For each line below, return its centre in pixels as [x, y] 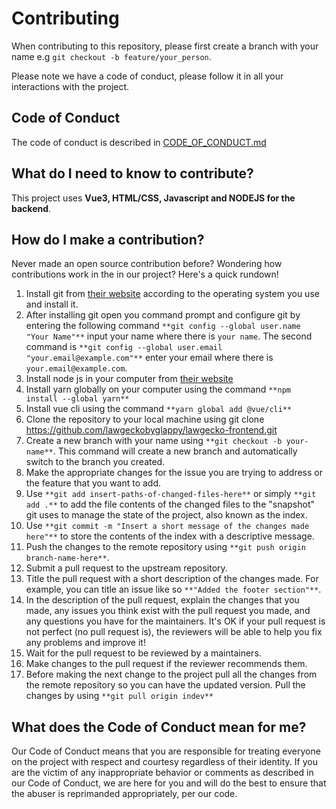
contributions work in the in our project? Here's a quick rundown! [145, 274]
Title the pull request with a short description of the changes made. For [172, 579]
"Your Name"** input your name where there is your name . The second [169, 336]
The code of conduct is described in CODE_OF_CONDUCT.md [139, 142]
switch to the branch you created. [95, 462]
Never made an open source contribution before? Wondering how [147, 264]
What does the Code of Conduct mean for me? [159, 727]
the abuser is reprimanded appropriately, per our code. [124, 794]
